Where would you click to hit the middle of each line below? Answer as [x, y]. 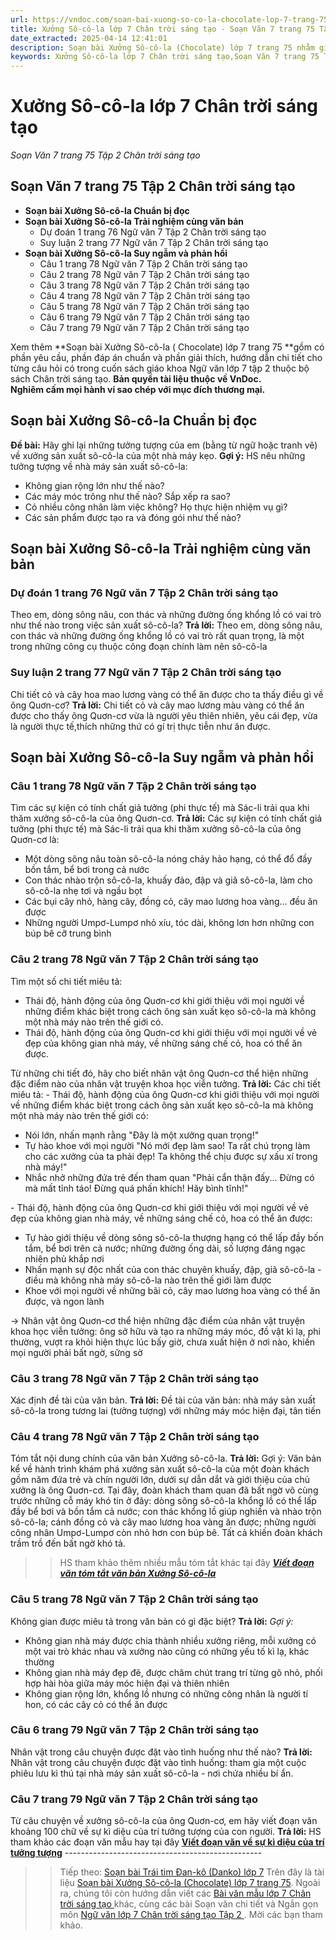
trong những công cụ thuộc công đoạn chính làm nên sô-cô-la [139, 647]
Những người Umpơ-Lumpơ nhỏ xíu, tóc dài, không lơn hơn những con [169, 923]
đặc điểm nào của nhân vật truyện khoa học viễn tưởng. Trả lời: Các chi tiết [165, 1083]
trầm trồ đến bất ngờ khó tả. [68, 1543]
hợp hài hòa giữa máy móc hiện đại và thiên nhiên [127, 1683]
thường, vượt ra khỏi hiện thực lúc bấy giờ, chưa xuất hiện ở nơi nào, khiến [163, 1342]
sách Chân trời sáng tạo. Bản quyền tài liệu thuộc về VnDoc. [136, 378]
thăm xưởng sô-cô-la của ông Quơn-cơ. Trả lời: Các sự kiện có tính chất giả [166, 818]
